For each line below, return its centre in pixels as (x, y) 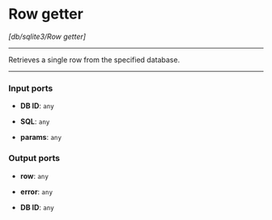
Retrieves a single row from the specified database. (94, 59)
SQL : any (35, 121)
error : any (36, 192)
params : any (41, 137)
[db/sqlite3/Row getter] (47, 36)
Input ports (31, 88)
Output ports (34, 159)
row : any (34, 176)
